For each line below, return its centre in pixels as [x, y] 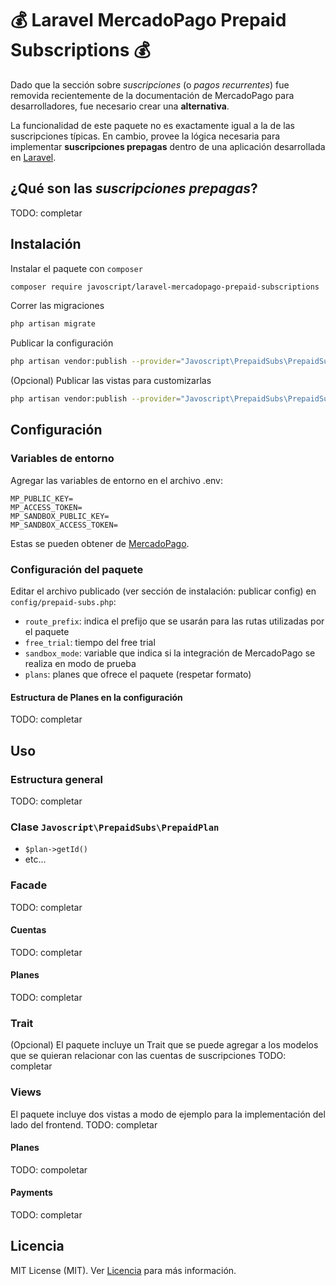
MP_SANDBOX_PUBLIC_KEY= [60, 516]
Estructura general [56, 779]
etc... [35, 859]
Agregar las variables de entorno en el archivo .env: [117, 480]
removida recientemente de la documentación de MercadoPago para [152, 95]
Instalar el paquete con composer [76, 268]
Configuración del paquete [77, 569]
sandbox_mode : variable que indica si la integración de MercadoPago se [170, 653]
